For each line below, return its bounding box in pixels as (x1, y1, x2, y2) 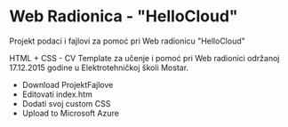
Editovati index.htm (21, 89, 93, 99)
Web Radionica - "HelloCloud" (9, 6, 238, 27)
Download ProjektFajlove (21, 79, 114, 90)
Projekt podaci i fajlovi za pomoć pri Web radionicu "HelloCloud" (9, 36, 246, 46)
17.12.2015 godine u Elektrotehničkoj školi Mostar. (9, 62, 189, 73)
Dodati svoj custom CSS (21, 98, 111, 108)
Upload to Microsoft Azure (21, 107, 120, 118)
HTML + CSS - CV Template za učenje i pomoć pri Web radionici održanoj (9, 52, 280, 63)
